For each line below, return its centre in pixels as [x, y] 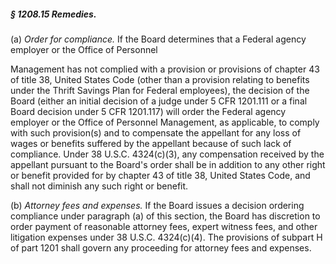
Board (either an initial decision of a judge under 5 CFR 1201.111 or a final [159, 101]
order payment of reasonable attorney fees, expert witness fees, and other [164, 226]
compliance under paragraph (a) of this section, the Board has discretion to [165, 216]
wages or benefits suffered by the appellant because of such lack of [151, 143]
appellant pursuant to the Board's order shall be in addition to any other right [168, 164]
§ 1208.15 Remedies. [53, 14]
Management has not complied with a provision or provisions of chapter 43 [165, 69]
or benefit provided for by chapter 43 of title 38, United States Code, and [160, 175]
